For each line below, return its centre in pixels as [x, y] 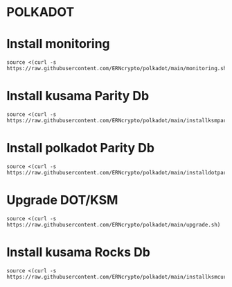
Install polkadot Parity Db [81, 148]
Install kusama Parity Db [78, 96]
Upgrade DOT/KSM [62, 200]
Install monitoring [58, 44]
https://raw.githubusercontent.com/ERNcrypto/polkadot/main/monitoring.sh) [118, 69]
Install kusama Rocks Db [78, 253]
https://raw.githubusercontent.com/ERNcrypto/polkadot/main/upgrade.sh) [114, 224]
